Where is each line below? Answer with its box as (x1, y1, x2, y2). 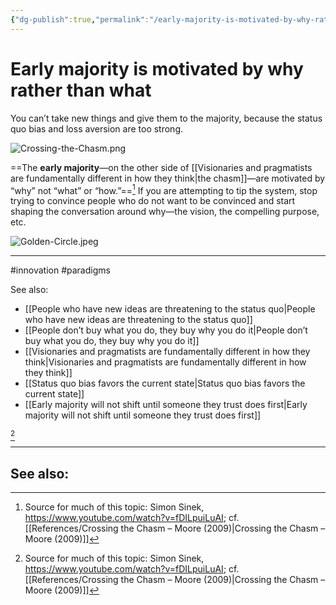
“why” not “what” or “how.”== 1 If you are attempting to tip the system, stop (10, 182, 318, 196)
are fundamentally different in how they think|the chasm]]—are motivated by (10, 172, 326, 184)
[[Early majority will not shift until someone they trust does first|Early (24, 399, 308, 411)
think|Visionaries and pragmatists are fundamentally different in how (24, 356, 307, 368)
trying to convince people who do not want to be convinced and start (10, 195, 296, 207)
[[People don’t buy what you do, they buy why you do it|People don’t (24, 324, 308, 336)
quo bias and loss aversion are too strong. (10, 122, 184, 135)
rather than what (10, 79, 152, 101)
